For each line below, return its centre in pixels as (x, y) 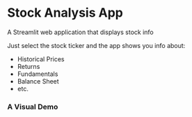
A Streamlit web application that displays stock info (81, 32)
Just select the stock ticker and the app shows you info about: (96, 45)
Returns (29, 66)
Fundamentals (38, 74)
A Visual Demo (33, 107)
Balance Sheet (38, 81)
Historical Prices (41, 59)
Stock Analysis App (65, 13)
